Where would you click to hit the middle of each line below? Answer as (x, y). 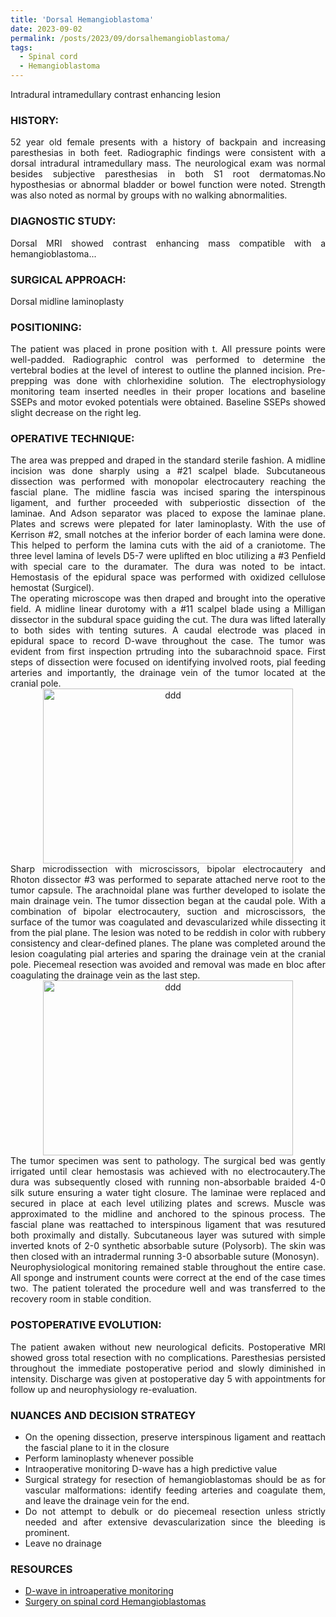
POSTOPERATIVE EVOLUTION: (86, 1325)
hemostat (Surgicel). (52, 588)
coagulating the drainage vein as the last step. (105, 975)
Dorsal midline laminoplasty (67, 301)
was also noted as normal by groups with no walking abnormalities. (149, 195)
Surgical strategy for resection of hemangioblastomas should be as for (175, 1480)
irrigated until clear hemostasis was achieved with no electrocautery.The (168, 1172)
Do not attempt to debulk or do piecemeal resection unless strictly (175, 1512)
